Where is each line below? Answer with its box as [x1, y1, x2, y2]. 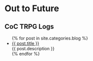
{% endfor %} [11, 51, 40, 57]
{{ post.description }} [11, 46, 55, 51]
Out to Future [4, 3, 59, 14]
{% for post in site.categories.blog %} [11, 35, 89, 41]
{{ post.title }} [11, 41, 40, 46]
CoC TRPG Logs [4, 22, 54, 31]
